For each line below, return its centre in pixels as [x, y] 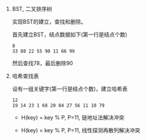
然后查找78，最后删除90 [42, 63]
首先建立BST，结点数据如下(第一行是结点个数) [70, 34]
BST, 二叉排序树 [32, 9]
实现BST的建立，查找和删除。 [49, 22]
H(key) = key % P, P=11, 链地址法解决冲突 [73, 117]
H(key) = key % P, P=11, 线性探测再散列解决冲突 [81, 130]
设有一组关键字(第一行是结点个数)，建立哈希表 [70, 89]
